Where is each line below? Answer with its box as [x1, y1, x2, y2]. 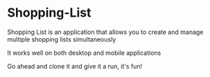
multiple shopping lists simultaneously [7, 35, 116, 43]
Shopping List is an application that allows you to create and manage [7, 28, 204, 36]
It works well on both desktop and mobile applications [7, 49, 161, 57]
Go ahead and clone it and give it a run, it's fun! [7, 62, 143, 70]
